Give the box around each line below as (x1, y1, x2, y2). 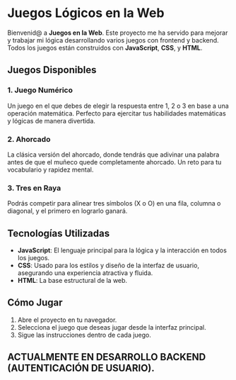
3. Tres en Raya (7, 183, 61, 193)
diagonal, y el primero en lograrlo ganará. (7, 207, 128, 216)
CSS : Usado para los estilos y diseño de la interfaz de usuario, (17, 261, 200, 270)
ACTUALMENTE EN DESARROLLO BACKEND (7, 351, 206, 363)
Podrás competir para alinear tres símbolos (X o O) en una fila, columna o (7, 199, 221, 208)
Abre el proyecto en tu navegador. (17, 315, 117, 324)
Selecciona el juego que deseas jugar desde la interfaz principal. (17, 323, 206, 331)
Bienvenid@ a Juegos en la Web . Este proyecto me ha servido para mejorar (7, 28, 228, 37)
